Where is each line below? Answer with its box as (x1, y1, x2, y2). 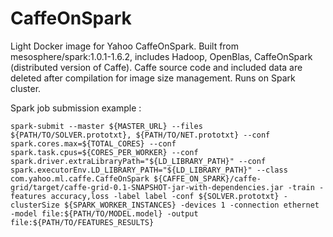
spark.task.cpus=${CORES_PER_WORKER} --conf (10, 147, 199, 157)
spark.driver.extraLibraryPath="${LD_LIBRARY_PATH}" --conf (10, 156, 267, 166)
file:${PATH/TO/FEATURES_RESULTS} (10, 217, 155, 227)
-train (287, 182, 315, 192)
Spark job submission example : (10, 102, 142, 114)
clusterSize (10, 200, 60, 210)
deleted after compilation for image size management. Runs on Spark (10, 72, 296, 84)
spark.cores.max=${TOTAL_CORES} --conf (10, 138, 177, 149)
